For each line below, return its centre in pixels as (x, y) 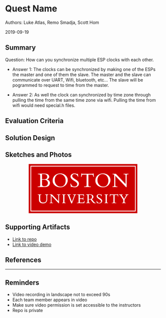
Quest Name (31, 9)
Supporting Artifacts (38, 227)
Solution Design (30, 138)
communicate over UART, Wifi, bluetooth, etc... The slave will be (78, 79)
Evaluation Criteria (34, 121)
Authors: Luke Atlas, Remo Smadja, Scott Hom (52, 22)
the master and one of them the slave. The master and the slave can (82, 75)
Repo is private (28, 311)
